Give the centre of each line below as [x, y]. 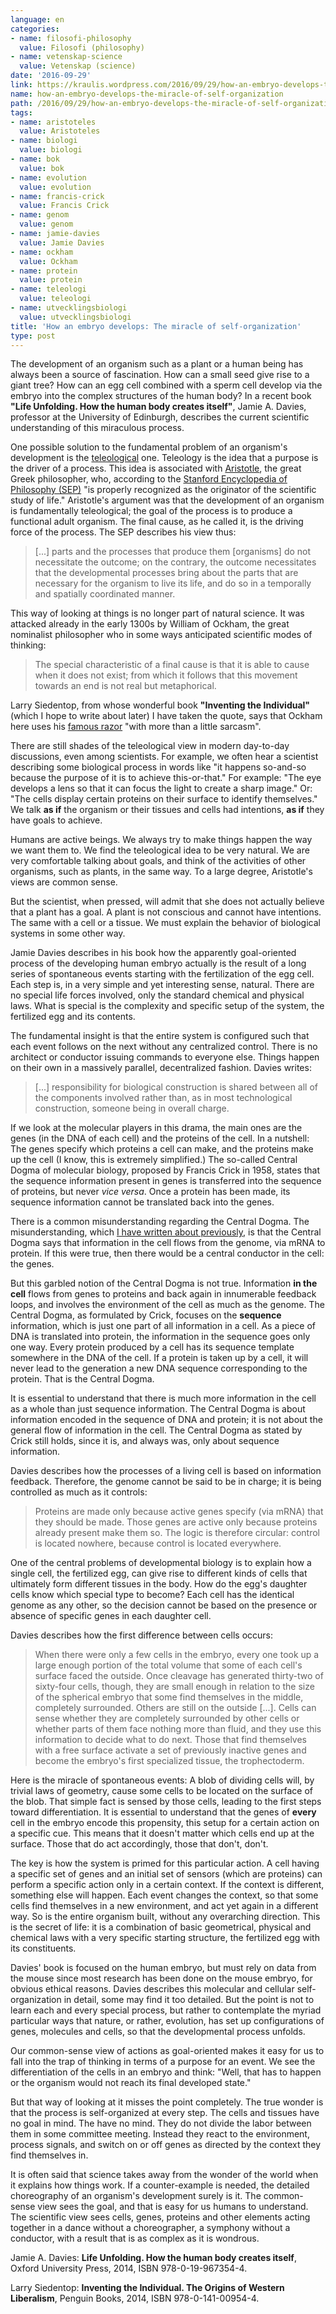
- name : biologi [44, 141]
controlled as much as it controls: [79, 1492]
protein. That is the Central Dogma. [82, 1379]
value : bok [42, 168]
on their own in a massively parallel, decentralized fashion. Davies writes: [161, 1068]
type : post [33, 336]
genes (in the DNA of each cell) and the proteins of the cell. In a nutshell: [160, 1138]
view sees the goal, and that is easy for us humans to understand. [173, 2207]
